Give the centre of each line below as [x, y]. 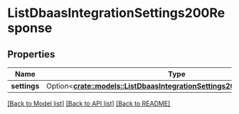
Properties [31, 54]
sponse [30, 28]
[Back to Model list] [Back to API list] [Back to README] [89, 103]
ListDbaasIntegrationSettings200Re [116, 13]
